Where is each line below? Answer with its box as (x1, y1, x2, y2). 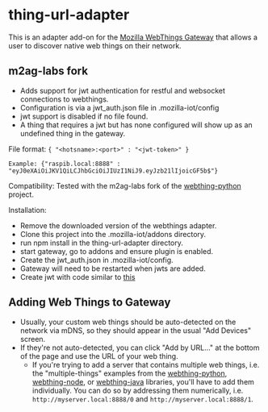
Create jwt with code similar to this (19, 272, 136, 281)
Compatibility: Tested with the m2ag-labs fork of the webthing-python (8, 181, 242, 190)
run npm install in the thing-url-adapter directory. (19, 238, 184, 248)
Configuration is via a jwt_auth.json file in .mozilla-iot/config (19, 102, 220, 112)
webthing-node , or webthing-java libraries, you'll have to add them (31, 377, 254, 386)
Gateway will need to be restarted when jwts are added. (19, 264, 206, 273)
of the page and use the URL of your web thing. (19, 351, 179, 360)
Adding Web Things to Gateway (8, 296, 171, 310)
